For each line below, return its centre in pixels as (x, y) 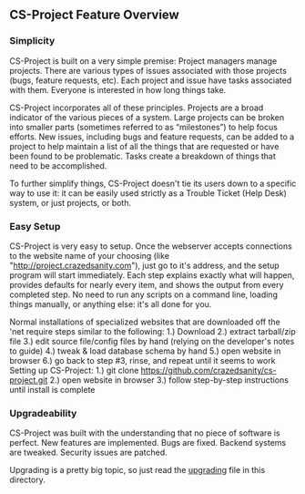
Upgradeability (43, 413)
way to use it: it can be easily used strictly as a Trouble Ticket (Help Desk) (148, 193)
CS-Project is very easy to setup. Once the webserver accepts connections (151, 246)
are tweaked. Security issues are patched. (89, 453)
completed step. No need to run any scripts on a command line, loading (143, 294)
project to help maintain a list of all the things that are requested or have (144, 146)
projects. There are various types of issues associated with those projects (148, 70)
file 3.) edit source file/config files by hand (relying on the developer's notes (152, 341)
